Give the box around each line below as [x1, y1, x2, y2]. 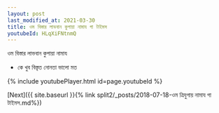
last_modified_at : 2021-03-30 [7, 17, 96, 24]
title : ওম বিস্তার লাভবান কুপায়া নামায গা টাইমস [7, 23, 107, 30]
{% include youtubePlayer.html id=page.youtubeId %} [7, 77, 163, 86]
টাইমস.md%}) [7, 99, 42, 107]
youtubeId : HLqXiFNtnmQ [7, 29, 77, 37]
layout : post [7, 10, 45, 18]
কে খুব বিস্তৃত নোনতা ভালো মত [17, 63, 77, 72]
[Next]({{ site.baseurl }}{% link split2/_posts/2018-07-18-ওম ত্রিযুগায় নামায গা [7, 91, 212, 99]
